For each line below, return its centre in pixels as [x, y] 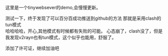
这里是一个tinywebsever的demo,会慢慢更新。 [53, 7]
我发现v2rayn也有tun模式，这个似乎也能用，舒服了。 [61, 37]
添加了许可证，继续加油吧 [32, 48]
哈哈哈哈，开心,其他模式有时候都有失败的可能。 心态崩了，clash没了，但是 [84, 31]
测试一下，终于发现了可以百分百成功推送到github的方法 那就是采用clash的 [83, 18]
